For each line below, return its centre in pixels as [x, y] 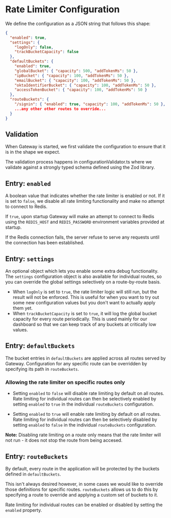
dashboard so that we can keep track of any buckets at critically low [84, 324]
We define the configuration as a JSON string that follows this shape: [78, 23]
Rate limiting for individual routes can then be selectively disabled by [85, 419]
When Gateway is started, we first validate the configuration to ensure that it [86, 147]
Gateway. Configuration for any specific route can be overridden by [76, 363]
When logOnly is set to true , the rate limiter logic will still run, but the [85, 292]
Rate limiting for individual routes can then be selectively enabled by [84, 399]
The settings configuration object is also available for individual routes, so [83, 276]
